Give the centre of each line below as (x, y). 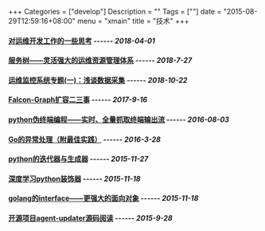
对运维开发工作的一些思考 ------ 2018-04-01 (82, 41)
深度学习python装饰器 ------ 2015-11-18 (74, 178)
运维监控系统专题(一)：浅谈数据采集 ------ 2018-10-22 (98, 80)
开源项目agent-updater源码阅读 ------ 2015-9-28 (90, 217)
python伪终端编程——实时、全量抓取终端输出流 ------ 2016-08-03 (119, 119)
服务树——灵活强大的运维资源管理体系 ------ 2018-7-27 (100, 61)
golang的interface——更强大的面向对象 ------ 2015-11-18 (103, 198)
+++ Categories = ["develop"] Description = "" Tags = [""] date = (115, 12)
